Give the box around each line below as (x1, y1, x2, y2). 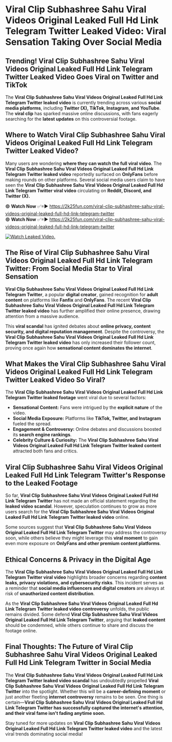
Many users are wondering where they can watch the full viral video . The (5, 160, 162, 166)
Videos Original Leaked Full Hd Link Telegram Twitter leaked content (12, 443, 161, 449)
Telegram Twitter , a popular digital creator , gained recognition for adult (5, 291, 159, 297)
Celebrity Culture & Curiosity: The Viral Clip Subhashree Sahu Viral (12, 437, 159, 443)
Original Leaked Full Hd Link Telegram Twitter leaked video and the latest (5, 725, 163, 731)
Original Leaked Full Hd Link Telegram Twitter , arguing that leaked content (5, 617, 165, 623)
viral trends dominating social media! (5, 731, 83, 737)
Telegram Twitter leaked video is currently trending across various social (5, 100, 161, 105)
